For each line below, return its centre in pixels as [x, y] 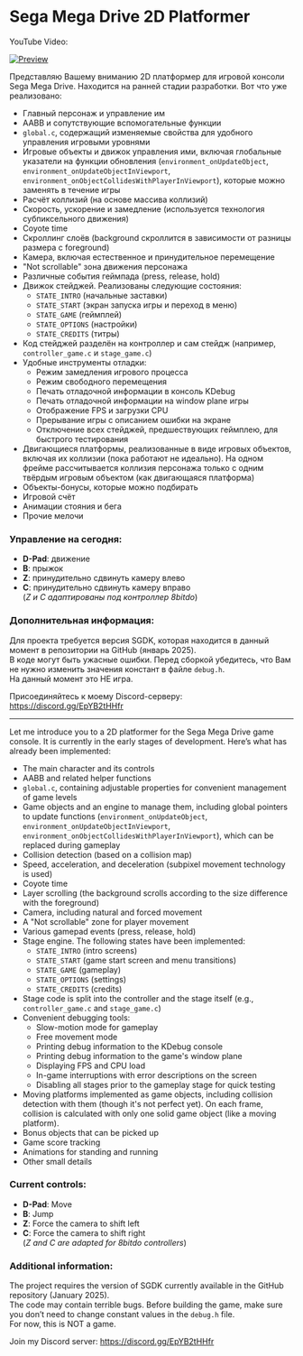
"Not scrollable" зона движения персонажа [105, 266]
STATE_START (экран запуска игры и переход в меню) [137, 305]
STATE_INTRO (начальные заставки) [101, 295]
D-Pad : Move [47, 1204]
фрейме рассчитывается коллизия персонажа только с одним [143, 467]
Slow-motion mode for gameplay [97, 1027]
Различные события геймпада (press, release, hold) [121, 276]
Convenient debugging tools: [76, 1018]
